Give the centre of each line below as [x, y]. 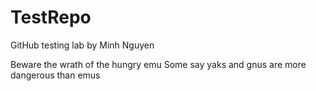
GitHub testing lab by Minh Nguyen [82, 45]
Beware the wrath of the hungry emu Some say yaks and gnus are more [158, 64]
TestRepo [51, 17]
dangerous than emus [55, 75]
